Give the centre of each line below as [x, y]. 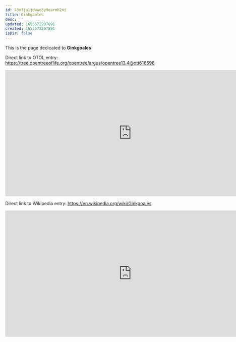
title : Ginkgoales [24, 15]
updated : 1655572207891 [30, 24]
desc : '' [14, 19]
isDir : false [19, 33]
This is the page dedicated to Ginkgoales [48, 48]
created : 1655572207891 [30, 29]
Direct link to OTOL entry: [32, 58]
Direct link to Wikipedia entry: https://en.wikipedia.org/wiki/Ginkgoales [78, 203]
